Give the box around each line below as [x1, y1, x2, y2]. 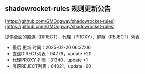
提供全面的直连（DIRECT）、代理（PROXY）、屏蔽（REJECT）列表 [5, 34, 140, 40]
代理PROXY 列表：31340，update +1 [12, 57, 88, 63]
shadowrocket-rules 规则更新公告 [5, 4, 111, 13]
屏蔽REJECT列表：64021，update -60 [12, 63, 91, 69]
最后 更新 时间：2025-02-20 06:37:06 [12, 44, 91, 50]
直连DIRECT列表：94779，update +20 [12, 50, 92, 56]
